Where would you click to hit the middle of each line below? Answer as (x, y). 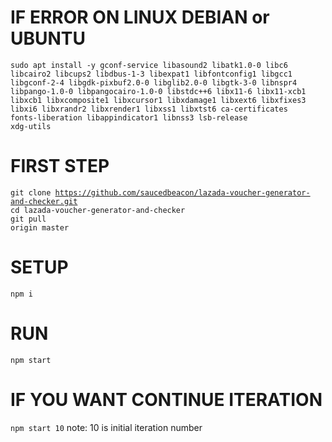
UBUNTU (48, 38)
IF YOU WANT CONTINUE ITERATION (166, 399)
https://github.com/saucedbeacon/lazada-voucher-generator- (182, 192)
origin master (40, 227)
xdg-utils (31, 126)
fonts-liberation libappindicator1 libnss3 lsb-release (129, 117)
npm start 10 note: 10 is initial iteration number (106, 427)
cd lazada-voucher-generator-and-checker (98, 210)
